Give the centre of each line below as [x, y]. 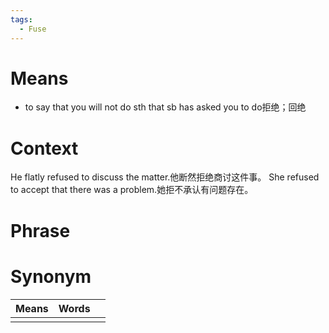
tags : [21, 19]
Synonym [51, 276]
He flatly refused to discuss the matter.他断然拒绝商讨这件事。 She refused [165, 177]
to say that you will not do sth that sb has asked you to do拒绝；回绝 [165, 107]
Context [44, 148]
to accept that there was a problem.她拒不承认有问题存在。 [132, 190]
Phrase [40, 230]
